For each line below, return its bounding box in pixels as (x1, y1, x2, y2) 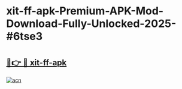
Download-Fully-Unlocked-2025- (6, 17, 177, 30)
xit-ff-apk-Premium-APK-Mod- (6, 4, 163, 18)
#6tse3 (6, 30, 43, 43)
